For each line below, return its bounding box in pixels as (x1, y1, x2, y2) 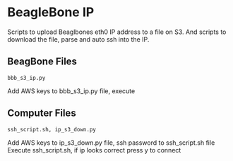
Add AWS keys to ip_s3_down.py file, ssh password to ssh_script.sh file (7, 138, 215, 147)
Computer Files (7, 107, 76, 119)
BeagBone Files (7, 56, 78, 68)
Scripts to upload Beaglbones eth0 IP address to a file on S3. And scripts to (7, 28, 227, 36)
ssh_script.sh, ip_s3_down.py (7, 126, 97, 133)
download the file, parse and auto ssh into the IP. (7, 35, 150, 43)
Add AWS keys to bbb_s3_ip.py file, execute (7, 86, 136, 95)
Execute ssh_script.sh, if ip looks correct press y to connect (7, 145, 181, 154)
